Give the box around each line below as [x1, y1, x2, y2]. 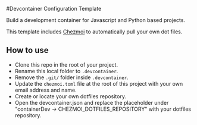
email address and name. [14, 86, 77, 93]
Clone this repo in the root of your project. [14, 61, 118, 68]
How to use [6, 45, 49, 55]
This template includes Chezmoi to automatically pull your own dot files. [6, 28, 183, 35]
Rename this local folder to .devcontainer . [14, 67, 118, 74]
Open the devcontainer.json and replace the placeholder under [14, 99, 169, 106]
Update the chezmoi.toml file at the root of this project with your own [14, 80, 183, 87]
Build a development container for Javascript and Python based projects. [6, 17, 186, 23]
